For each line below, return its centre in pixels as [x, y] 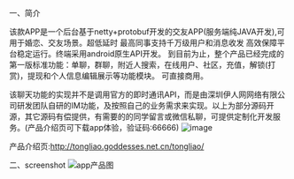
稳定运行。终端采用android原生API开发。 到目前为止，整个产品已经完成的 [151, 54]
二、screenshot [38, 165]
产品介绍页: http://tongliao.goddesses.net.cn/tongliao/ [107, 146]
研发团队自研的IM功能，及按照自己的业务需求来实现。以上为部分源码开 [145, 105]
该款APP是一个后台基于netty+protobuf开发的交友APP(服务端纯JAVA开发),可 [147, 32]
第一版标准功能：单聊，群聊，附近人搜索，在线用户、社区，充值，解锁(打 [143, 65]
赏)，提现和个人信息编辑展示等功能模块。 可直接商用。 [109, 76]
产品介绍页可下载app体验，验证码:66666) [104, 127]
